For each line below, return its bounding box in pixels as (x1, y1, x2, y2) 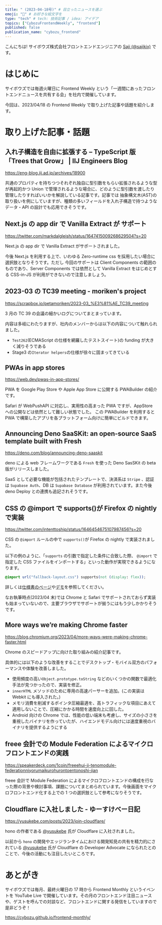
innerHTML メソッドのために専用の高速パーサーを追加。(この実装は (12, 688, 145, 694)
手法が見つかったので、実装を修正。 (12, 682, 85, 687)
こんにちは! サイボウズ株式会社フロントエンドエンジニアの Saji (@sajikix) (5, 44, 151, 49)
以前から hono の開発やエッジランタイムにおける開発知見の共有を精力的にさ (5, 839, 156, 844)
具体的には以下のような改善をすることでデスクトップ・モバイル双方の (5, 659, 145, 665)
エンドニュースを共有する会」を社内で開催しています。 (9, 91, 119, 97)
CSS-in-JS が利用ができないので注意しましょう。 (10, 272, 109, 277)
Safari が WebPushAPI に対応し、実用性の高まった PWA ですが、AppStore (5, 403, 153, 409)
